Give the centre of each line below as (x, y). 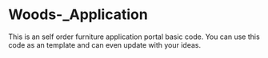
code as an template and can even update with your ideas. (105, 44)
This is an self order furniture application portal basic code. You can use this (134, 37)
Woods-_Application (78, 15)
